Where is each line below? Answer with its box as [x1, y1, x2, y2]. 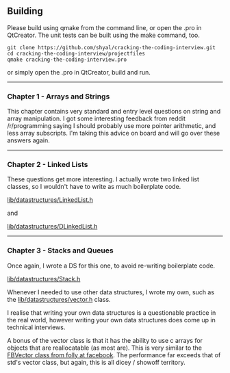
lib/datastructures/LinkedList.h [7, 196, 94, 204]
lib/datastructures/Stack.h [7, 274, 81, 283]
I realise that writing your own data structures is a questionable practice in [7, 308, 216, 317]
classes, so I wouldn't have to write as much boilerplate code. [7, 183, 181, 191]
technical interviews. [7, 323, 66, 331]
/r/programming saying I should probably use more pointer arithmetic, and [7, 122, 216, 130]
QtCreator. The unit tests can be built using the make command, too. [7, 31, 201, 39]
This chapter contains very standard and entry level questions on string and [7, 107, 221, 116]
